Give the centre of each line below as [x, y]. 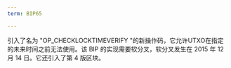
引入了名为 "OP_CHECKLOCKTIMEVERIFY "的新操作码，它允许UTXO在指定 [115, 40]
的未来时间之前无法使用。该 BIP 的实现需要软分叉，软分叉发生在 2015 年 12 [116, 49]
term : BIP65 [25, 14]
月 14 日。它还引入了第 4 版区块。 [56, 58]
